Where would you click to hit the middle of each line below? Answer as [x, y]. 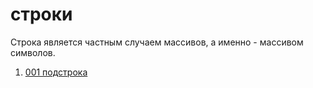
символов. [33, 52]
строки [41, 14]
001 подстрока [56, 72]
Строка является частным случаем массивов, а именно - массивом [157, 42]
